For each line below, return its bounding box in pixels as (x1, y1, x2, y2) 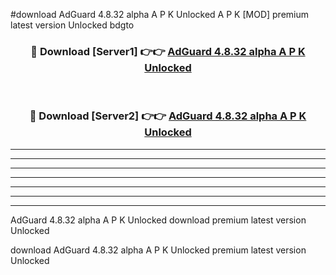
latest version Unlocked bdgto (10, 19, 135, 31)
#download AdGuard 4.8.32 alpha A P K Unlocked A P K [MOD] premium (10, 9, 310, 20)
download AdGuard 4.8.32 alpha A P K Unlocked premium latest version (10, 244, 307, 256)
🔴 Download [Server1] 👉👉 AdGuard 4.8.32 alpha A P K (30, 44, 306, 58)
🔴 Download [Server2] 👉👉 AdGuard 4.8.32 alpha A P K (29, 109, 307, 123)
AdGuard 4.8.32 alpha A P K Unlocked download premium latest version (10, 214, 307, 226)
